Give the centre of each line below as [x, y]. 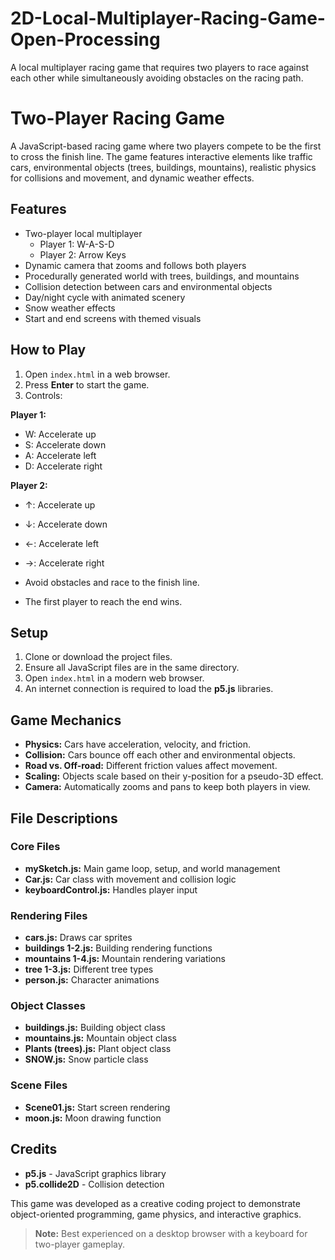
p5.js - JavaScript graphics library [95, 1173]
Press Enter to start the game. [87, 384]
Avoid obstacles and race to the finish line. [112, 582]
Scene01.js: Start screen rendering [97, 1107]
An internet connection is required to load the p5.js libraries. [149, 689]
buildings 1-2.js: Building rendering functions [118, 948]
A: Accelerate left [60, 455]
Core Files [35, 847]
